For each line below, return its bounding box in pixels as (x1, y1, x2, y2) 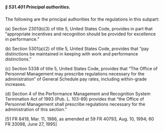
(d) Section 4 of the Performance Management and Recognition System (5, 91, 151, 97)
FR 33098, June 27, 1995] (5, 121, 58, 127)
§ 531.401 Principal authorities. (5, 4, 70, 10)
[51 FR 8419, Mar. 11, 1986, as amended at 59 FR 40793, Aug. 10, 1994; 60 (5, 116, 154, 122)
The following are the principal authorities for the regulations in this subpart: (5, 16, 160, 22)
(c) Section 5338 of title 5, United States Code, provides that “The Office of (5, 65, 158, 71)
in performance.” (5, 36, 39, 42)
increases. (5, 81, 26, 87)
